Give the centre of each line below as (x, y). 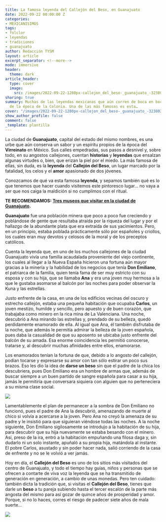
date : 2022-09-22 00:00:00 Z (35, 14)
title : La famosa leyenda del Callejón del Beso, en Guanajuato (73, 10)
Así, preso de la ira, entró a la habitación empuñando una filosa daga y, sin (81, 437)
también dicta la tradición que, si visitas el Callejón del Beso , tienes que (78, 484)
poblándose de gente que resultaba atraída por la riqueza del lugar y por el (81, 221)
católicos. (15, 242)
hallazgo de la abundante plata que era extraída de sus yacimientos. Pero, (80, 226)
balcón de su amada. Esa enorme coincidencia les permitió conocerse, (77, 340)
